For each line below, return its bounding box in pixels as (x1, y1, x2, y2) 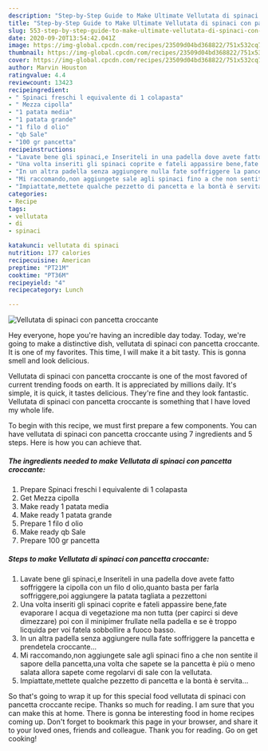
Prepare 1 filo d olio (19, 519, 84, 528)
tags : (8, 205, 26, 213)
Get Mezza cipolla (19, 493, 80, 503)
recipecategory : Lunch (8, 286, 84, 294)
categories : (8, 189, 48, 198)
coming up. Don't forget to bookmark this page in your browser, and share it (8, 717, 258, 727)
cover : (8, 57, 30, 65)
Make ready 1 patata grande (19, 511, 112, 520)
